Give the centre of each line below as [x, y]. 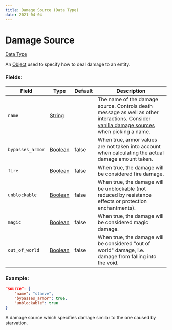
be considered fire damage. [131, 174]
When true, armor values [127, 140]
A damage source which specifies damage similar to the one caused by [81, 318]
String [57, 115]
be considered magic [123, 222]
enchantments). [116, 208]
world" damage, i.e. [121, 250]
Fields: [14, 77]
